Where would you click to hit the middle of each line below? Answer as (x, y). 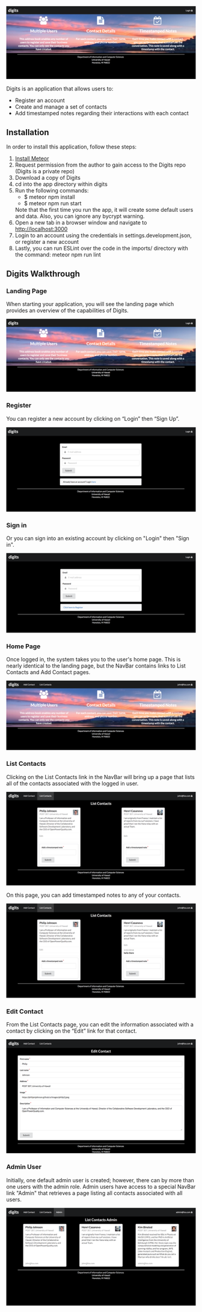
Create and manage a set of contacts (61, 107)
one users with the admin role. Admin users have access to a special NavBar (101, 1186)
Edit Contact (25, 1011)
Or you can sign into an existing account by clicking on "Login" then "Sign (98, 538)
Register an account (40, 100)
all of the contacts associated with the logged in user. (72, 783)
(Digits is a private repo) (45, 171)
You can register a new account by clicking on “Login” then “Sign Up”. (93, 418)
